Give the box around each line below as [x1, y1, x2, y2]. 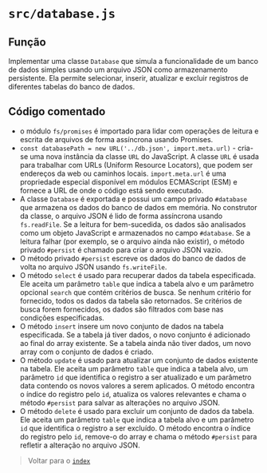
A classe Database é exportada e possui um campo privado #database [19, 194, 248, 204]
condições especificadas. [19, 312, 105, 322]
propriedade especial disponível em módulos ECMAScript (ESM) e [19, 177, 238, 186]
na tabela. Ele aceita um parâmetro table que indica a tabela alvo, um [19, 364, 249, 373]
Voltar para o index [27, 455, 91, 465]
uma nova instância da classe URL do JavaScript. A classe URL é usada [29, 151, 259, 161]
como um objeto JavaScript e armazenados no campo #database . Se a [19, 228, 251, 237]
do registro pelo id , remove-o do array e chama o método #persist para [19, 431, 257, 441]
